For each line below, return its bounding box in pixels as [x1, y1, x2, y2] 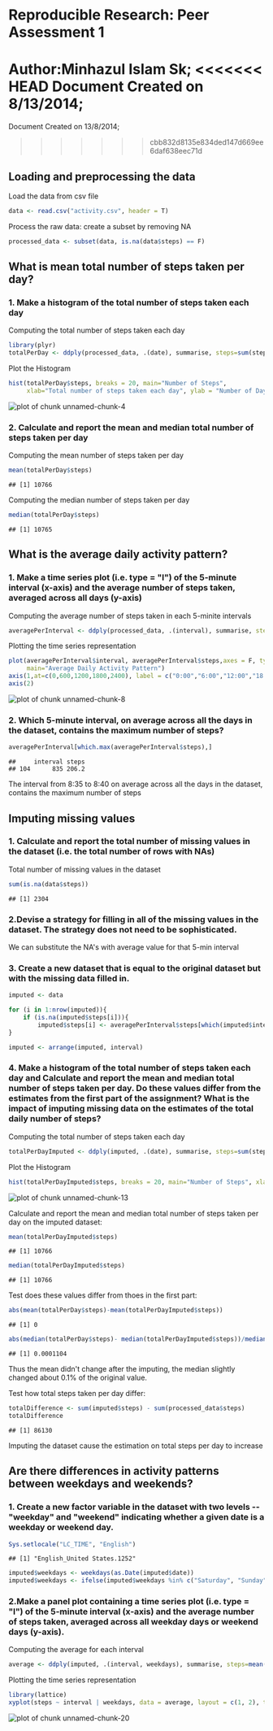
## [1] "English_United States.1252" [8, 1555, 136, 1563]
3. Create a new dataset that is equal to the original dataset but [8, 962, 262, 973]
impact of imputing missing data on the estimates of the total [8, 1103, 254, 1115]
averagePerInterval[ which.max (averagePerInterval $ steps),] [8, 743, 213, 751]
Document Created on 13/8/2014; [8, 122, 120, 132]
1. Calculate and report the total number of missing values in [8, 836, 250, 847]
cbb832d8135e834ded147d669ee [149, 137, 264, 147]
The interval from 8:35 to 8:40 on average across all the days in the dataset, [8, 779, 263, 789]
